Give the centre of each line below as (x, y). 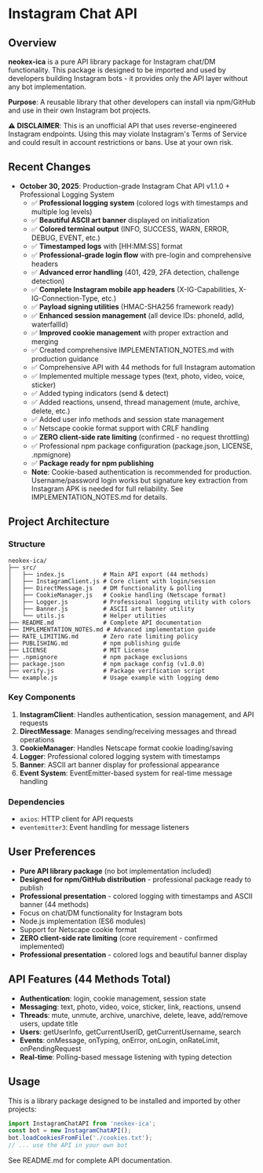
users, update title (49, 1023)
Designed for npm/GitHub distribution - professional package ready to (135, 879)
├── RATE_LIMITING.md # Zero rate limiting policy (103, 636)
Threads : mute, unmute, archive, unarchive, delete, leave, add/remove (133, 1015)
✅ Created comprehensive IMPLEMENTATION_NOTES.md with (132, 350)
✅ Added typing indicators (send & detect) (100, 393)
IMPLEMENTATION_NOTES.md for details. (99, 497)
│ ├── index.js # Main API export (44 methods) (109, 574)
